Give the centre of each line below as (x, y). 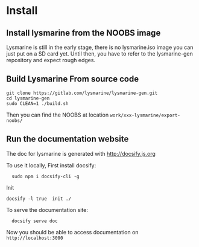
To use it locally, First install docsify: (51, 165)
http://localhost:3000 (35, 238)
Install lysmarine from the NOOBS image (84, 33)
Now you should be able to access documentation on (72, 232)
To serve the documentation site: (47, 210)
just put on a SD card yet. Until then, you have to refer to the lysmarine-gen (99, 54)
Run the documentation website (68, 139)
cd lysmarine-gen (28, 98)
